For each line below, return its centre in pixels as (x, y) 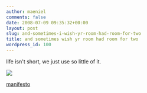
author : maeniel (26, 12)
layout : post (22, 28)
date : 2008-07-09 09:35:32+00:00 (47, 23)
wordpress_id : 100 (29, 45)
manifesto (18, 84)
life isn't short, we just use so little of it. (54, 61)
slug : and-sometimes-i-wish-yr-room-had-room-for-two (74, 34)
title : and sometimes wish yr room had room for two (72, 39)
